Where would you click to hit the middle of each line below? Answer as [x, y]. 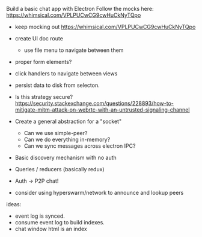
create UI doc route [39, 38]
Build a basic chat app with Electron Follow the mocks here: [80, 9]
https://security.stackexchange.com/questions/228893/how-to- [94, 103]
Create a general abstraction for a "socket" [68, 121]
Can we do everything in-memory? [67, 139]
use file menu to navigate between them [74, 50]
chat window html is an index [51, 229]
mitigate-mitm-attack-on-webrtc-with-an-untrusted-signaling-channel [102, 110]
